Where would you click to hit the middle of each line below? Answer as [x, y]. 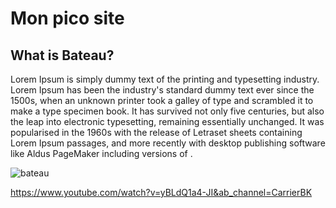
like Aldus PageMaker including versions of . [101, 153]
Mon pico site [67, 18]
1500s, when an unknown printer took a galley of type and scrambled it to [162, 100]
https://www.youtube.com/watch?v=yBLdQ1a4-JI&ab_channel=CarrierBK [161, 192]
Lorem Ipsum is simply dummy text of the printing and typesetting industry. [165, 79]
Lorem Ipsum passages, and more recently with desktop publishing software [168, 143]
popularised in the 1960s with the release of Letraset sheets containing [156, 132]
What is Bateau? [62, 55]
